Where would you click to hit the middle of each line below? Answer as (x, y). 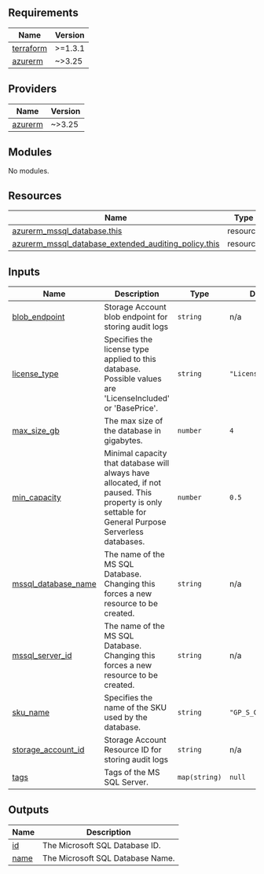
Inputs (24, 271)
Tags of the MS (132, 773)
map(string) (200, 777)
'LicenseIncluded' (137, 398)
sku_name (31, 712)
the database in (133, 431)
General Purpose (135, 522)
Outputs (29, 810)
